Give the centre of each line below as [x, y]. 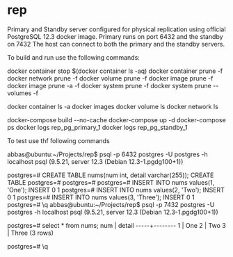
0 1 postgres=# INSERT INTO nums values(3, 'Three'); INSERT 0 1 [101, 197]
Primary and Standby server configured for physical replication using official [116, 29]
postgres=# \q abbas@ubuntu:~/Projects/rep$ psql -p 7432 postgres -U [111, 204]
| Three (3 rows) [31, 233]
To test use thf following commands [58, 140]
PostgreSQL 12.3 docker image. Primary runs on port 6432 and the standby [115, 36]
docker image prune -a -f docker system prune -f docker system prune [110, 85]
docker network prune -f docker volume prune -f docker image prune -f [110, 78]
